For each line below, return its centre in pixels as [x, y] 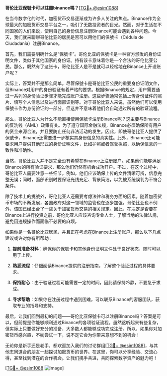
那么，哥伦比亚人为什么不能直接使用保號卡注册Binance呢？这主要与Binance [83, 119]
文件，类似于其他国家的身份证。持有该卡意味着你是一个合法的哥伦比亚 [81, 60]
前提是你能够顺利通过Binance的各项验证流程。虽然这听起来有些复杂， [90, 322]
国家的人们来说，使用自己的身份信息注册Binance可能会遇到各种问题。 [81, 31]
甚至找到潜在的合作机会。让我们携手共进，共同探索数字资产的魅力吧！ [85, 358]
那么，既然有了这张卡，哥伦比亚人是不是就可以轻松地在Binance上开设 [85, 66]
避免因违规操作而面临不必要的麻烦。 [42, 221]
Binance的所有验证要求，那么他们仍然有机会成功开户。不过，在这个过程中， [83, 167]
